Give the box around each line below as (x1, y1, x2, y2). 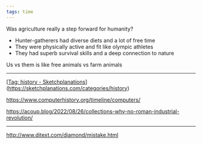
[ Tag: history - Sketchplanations (6, 78, 86, 85)
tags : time (6, 8, 34, 15)
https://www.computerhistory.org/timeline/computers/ (6, 96, 141, 103)
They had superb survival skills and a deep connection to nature (14, 49, 174, 57)
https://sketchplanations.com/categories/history (8, 84, 128, 91)
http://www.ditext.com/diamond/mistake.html (6, 131, 118, 138)
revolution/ (6, 114, 33, 121)
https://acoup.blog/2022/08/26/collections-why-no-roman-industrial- (6, 108, 180, 115)
